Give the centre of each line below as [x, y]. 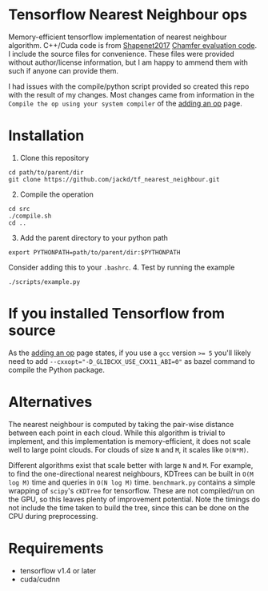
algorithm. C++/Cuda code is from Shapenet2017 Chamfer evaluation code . [133, 45]
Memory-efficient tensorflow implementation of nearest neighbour [118, 37]
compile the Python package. [57, 369]
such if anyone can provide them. [63, 70]
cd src [19, 209]
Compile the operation [56, 194]
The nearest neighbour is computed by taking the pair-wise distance [121, 424]
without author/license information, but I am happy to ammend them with [128, 62]
